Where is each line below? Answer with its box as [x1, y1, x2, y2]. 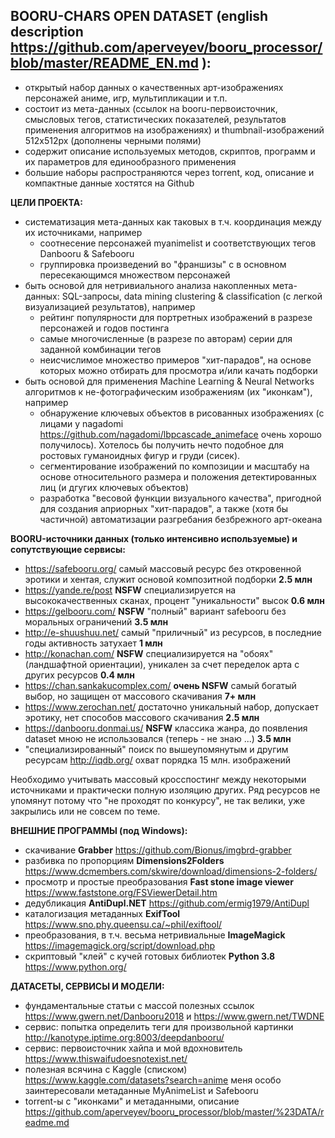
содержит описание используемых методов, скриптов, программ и [24, 145, 316, 157]
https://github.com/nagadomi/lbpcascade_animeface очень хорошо [39, 428, 322, 440]
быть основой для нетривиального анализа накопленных [24, 279, 271, 291]
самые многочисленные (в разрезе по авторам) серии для [39, 332, 293, 344]
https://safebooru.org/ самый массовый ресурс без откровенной [24, 562, 302, 574]
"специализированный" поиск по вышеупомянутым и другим [24, 743, 289, 755]
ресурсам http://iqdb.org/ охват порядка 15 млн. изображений [24, 754, 292, 766]
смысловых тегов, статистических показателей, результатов [24, 113, 287, 125]
